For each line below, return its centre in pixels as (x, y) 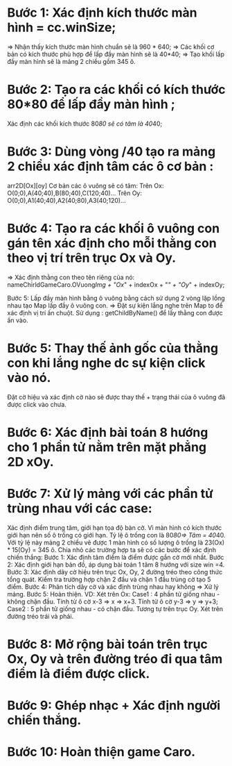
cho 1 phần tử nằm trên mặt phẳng (107, 447)
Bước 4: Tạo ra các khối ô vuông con (114, 228)
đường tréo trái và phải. (41, 616)
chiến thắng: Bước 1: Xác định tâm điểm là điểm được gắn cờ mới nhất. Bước (116, 557)
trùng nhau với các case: (80, 509)
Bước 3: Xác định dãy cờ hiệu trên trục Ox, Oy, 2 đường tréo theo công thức (115, 572)
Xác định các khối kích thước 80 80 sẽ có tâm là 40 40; (85, 124)
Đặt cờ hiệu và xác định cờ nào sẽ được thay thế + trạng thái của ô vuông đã (116, 397)
